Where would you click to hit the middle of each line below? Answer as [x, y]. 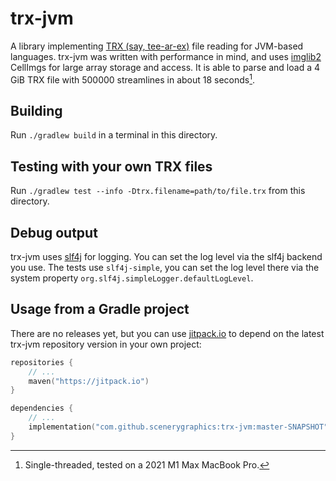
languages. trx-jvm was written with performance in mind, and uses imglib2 [166, 56]
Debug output [54, 232]
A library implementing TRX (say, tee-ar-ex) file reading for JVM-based [157, 46]
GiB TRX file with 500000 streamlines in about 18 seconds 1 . [133, 79]
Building [36, 110]
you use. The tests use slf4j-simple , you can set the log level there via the [165, 268]
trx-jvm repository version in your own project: [106, 344]
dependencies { [42, 408]
